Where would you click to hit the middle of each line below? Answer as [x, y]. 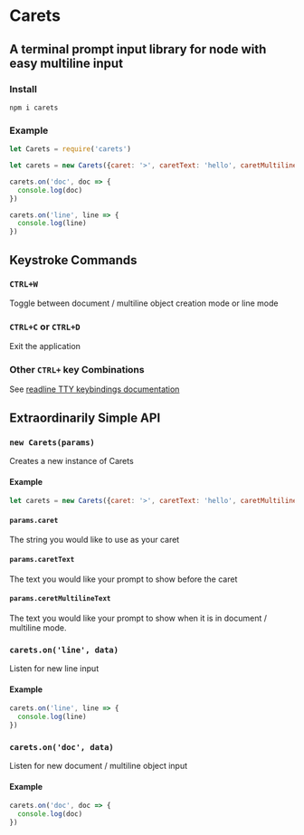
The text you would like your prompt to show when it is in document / [138, 618]
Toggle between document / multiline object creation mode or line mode [144, 303]
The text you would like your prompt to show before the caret [123, 579]
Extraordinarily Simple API [85, 417]
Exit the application [45, 346]
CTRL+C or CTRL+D [45, 327]
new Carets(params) [52, 442]
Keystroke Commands [73, 260]
